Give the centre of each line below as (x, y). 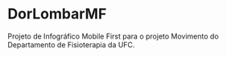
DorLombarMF (57, 14)
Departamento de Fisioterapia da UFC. (71, 44)
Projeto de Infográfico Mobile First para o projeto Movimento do (113, 36)
